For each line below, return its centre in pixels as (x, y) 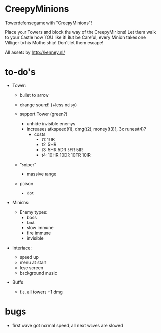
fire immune (39, 233)
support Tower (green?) (43, 114)
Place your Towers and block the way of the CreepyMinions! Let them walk (80, 32)
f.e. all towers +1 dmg (41, 292)
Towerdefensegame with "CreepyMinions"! (48, 23)
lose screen (31, 267)
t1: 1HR (48, 139)
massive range (42, 174)
